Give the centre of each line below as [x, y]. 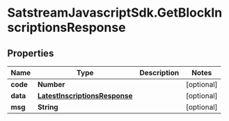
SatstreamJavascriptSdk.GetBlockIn [115, 13]
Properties [31, 53]
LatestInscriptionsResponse [85, 96]
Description [159, 73]
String [48, 107]
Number [51, 84]
